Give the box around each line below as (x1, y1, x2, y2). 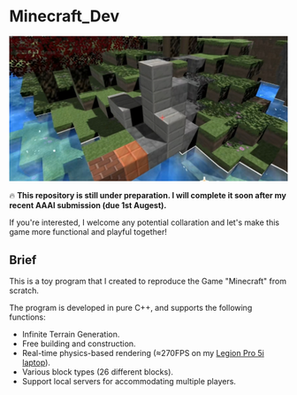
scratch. (9, 285, 40, 296)
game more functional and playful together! (9, 227, 168, 237)
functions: (9, 312, 46, 322)
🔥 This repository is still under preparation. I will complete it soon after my (9, 190, 287, 201)
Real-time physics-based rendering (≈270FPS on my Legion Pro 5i (21, 348, 265, 359)
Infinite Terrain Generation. (21, 329, 120, 340)
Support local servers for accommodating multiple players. (21, 376, 237, 387)
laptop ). (21, 357, 51, 368)
